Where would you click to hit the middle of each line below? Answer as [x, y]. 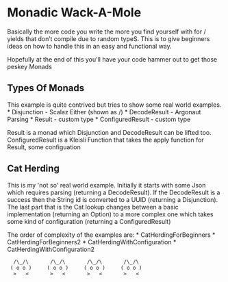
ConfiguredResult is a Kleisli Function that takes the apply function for [105, 140]
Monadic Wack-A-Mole [74, 13]
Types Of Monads [46, 88]
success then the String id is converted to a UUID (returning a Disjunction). [113, 199]
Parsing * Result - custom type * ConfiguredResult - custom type [99, 119]
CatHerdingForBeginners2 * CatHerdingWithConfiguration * [92, 242]
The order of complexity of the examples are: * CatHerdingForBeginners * [111, 235]
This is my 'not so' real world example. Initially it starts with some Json [106, 185]
